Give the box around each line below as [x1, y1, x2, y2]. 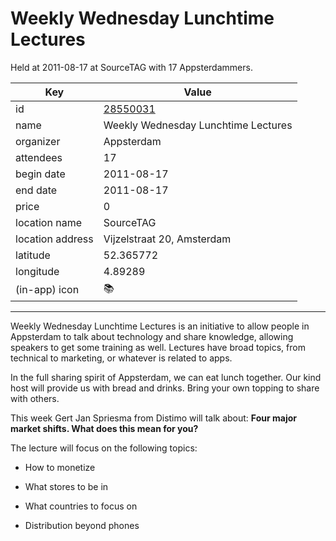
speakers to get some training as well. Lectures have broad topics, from [10, 341, 306, 353]
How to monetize [24, 461, 96, 473]
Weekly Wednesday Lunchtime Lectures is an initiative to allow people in [10, 320, 310, 332]
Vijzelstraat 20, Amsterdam [103, 232, 232, 246]
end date [15, 183, 58, 197]
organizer [15, 134, 61, 148]
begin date [15, 167, 66, 181]
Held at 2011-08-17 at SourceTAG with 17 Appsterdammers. [10, 61, 253, 73]
